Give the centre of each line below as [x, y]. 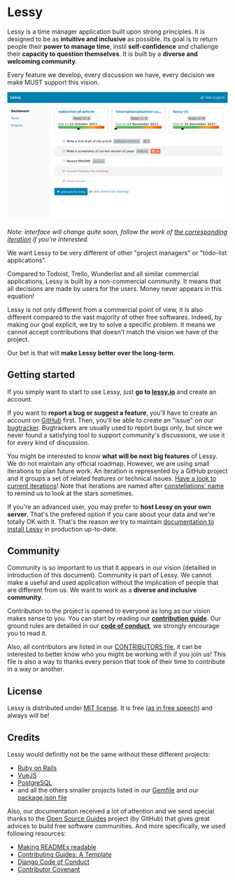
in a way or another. [36, 669]
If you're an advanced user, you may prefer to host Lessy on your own [109, 506]
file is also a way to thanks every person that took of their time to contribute [116, 662]
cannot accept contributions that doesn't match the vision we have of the [113, 332]
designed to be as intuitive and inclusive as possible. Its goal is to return [113, 38]
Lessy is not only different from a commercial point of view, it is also [105, 309]
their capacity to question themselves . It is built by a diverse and [102, 54]
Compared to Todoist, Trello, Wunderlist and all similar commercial [103, 274]
